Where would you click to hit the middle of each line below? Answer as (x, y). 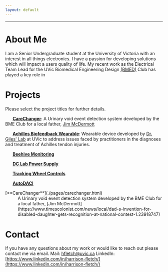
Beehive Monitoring (33, 154)
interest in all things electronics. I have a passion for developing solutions (80, 59)
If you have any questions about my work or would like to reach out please (82, 248)
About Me (26, 39)
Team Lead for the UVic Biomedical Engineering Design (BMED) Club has (80, 69)
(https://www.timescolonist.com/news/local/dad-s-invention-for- (84, 209)
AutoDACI (23, 183)
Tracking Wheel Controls (39, 173)
